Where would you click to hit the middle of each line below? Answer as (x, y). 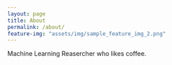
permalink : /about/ (36, 27)
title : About (27, 20)
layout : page (27, 14)
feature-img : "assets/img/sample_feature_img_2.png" (87, 34)
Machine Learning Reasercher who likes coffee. (77, 54)
